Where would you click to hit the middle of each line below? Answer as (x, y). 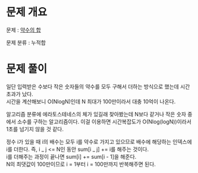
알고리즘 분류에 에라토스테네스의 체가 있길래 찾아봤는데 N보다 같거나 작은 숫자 (96, 114)
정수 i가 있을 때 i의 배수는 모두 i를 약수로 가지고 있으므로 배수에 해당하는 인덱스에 (99, 141)
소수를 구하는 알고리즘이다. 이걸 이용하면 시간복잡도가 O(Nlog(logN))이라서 (104, 121)
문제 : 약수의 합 (24, 30)
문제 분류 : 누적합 (26, 42)
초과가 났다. (20, 94)
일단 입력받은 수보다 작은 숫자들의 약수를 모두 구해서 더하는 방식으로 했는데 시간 (98, 86)
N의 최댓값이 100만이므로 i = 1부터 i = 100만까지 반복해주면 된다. (81, 164)
